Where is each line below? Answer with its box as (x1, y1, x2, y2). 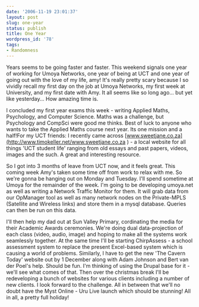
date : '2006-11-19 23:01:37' (6, 8, 78, 15)
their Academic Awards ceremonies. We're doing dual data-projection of (6, 224, 184, 232)
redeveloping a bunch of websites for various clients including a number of (6, 274, 190, 282)
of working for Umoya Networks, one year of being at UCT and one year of (6, 69, 189, 77)
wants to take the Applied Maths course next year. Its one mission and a (6, 125, 182, 132)
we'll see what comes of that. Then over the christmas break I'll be (6, 268, 169, 276)
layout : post (6, 14, 39, 20)
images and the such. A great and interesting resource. (6, 151, 141, 158)
